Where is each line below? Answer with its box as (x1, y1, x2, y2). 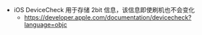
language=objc (24, 21, 68, 28)
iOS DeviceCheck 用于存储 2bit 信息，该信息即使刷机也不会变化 (13, 6, 195, 13)
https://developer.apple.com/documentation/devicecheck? (24, 13, 192, 22)
